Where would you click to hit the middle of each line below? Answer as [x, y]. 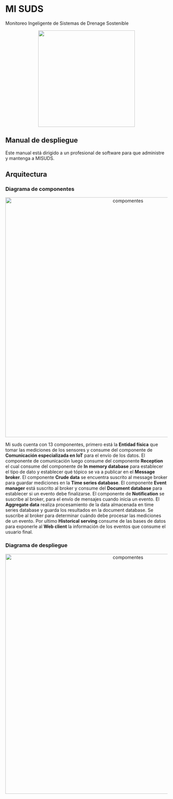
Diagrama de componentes [40, 189]
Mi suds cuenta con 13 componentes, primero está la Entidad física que [82, 445]
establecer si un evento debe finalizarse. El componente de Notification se [85, 494]
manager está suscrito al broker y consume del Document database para [84, 488]
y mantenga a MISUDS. [30, 158]
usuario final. [19, 532]
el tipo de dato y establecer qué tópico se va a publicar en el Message [80, 472]
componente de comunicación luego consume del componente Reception [84, 461]
